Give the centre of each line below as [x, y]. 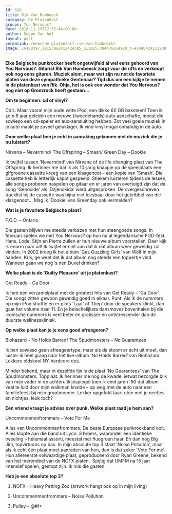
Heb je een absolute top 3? [34, 476]
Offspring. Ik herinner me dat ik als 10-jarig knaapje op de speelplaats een [83, 167]
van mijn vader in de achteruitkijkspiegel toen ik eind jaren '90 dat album [82, 381]
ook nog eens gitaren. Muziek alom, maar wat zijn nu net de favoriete [80, 74]
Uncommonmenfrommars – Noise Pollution [58, 496]
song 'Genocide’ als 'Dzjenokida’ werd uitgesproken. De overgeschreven [82, 189]
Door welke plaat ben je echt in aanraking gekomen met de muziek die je [84, 136]
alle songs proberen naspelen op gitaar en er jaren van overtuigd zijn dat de [85, 183]
